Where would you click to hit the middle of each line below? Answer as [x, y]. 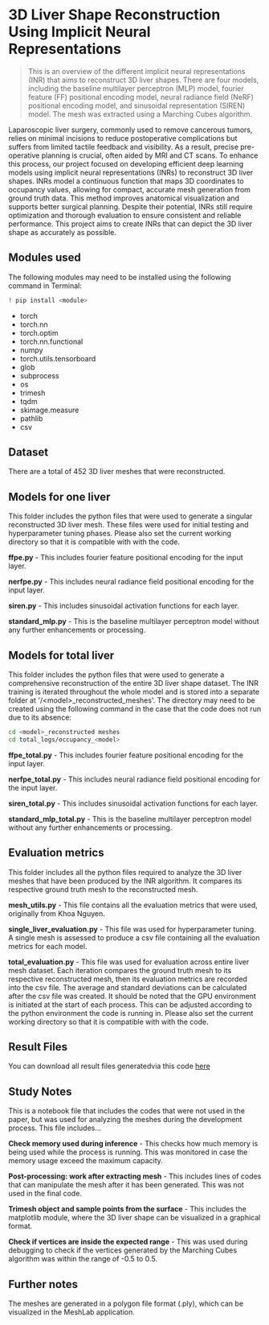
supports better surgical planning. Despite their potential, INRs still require [130, 206]
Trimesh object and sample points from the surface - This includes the [127, 1209]
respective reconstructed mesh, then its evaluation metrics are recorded [128, 979]
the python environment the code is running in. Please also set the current [131, 1013]
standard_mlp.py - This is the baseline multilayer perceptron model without [134, 621]
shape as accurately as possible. [63, 232]
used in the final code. [45, 1194]
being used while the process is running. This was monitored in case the [128, 1152]
